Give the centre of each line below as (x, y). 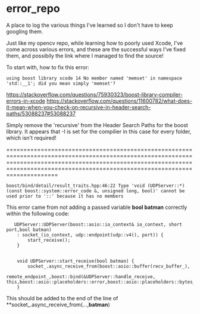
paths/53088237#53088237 (41, 113)
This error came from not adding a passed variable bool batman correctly (97, 207)
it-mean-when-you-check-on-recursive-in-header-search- (79, 107)
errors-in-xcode (26, 101)
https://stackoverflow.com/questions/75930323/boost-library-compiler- (95, 94)
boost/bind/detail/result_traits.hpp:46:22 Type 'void (76, 186)
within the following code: (38, 213)
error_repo (33, 9)
